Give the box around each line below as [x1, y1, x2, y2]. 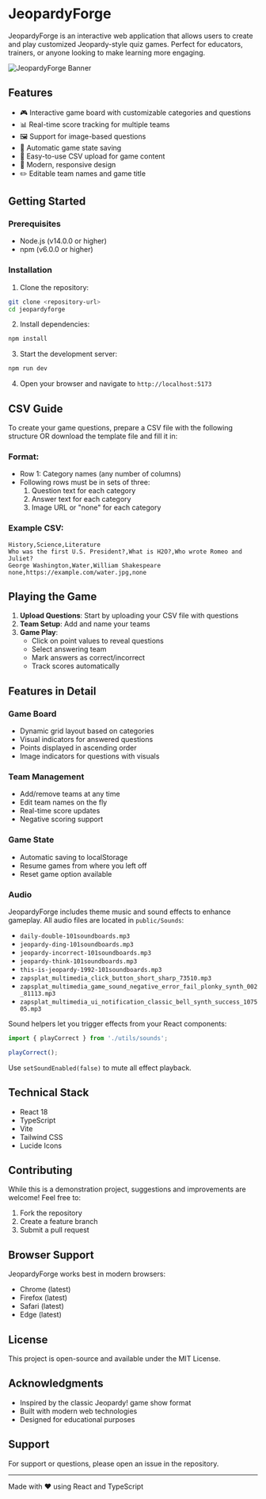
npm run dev [8, 365, 47, 373]
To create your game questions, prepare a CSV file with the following [8, 423, 234, 433]
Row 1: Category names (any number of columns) [19, 469, 181, 479]
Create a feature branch [19, 1217, 98, 1226]
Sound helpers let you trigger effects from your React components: [8, 1019, 227, 1029]
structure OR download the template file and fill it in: [8, 431, 178, 441]
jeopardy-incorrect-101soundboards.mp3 [19, 949, 152, 958]
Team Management [8, 771, 85, 782]
